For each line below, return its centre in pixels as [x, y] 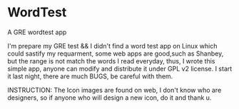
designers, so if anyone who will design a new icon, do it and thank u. [110, 98]
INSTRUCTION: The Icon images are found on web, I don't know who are [115, 90]
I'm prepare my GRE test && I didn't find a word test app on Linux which [112, 46]
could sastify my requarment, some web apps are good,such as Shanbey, [116, 53]
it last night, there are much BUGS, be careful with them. [90, 76]
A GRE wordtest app [37, 32]
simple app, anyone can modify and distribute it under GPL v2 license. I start [120, 68]
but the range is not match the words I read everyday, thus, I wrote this [111, 61]
